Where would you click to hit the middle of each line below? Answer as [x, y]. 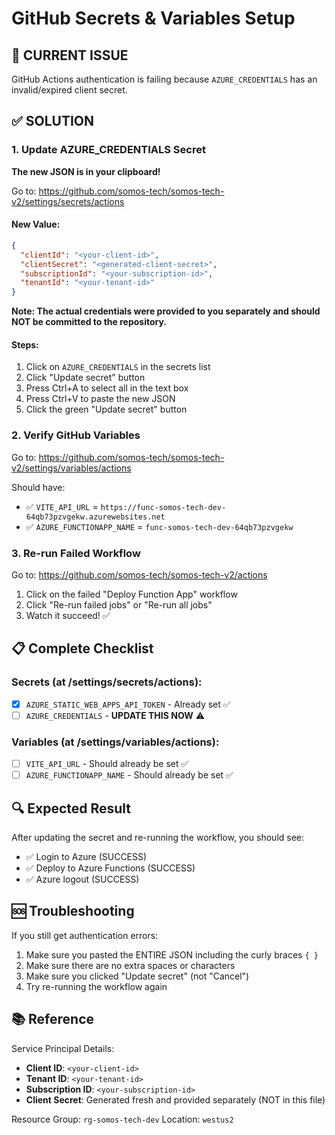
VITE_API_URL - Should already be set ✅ [107, 764]
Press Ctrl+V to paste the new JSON [100, 399]
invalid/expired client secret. [69, 90]
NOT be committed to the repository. [89, 322]
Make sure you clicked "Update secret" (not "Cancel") [137, 976]
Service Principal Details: [63, 1048]
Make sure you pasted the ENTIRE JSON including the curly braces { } [172, 954]
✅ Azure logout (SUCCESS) [82, 879]
